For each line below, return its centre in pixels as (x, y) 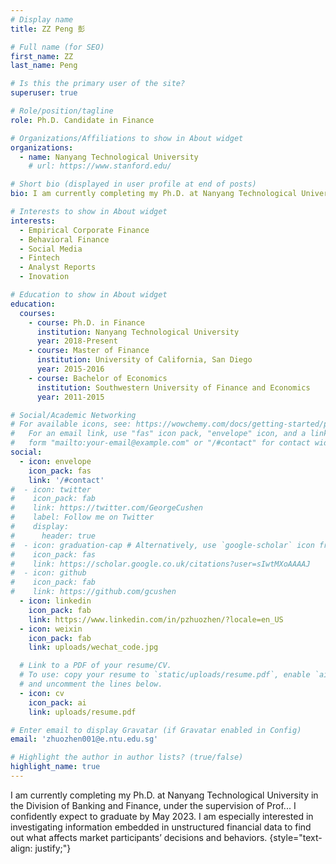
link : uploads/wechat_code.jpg (93, 647)
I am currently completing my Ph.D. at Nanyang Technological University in (164, 795)
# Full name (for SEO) (57, 47)
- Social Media (51, 249)
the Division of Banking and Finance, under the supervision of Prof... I (153, 805)
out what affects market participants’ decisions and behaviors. (139, 837)
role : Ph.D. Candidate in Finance (82, 120)
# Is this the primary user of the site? (98, 84)
